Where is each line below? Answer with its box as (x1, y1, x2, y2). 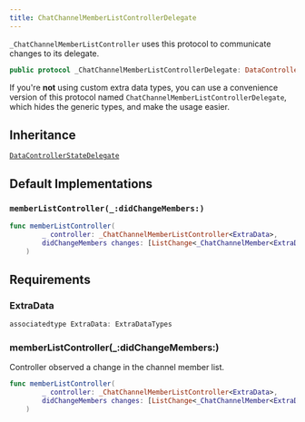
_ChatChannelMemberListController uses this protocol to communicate (9, 38, 271, 49)
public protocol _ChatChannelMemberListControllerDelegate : (9, 65, 242, 74)
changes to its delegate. (9, 47, 100, 59)
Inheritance (9, 127, 76, 142)
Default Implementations (9, 176, 152, 191)
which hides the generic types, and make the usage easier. (9, 101, 230, 112)
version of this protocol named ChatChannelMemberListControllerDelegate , (9, 92, 288, 103)
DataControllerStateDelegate (9, 152, 120, 161)
